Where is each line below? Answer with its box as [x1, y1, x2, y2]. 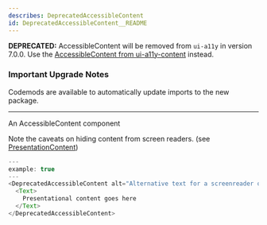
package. [8, 95, 39, 105]
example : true [8, 165, 56, 173]
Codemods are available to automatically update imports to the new [8, 87, 230, 96]
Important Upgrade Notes [8, 69, 110, 80]
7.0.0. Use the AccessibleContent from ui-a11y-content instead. [8, 49, 215, 59]
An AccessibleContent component [8, 118, 121, 128]
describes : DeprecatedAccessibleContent [8, 11, 145, 20]
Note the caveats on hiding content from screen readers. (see [8, 134, 211, 143]
